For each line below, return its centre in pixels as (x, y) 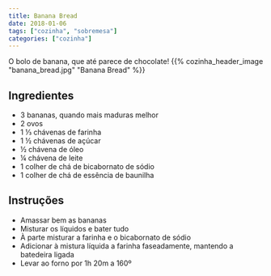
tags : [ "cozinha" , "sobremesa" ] (63, 31)
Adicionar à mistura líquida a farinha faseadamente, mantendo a (127, 246)
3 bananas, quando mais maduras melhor (89, 115)
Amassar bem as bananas (63, 220)
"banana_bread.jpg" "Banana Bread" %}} (77, 70)
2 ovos (31, 124)
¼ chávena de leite (51, 158)
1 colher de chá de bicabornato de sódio (87, 167)
